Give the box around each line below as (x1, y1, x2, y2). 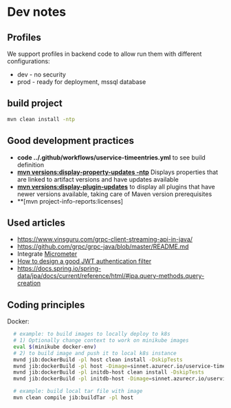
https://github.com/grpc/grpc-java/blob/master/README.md (16, 242, 189, 251)
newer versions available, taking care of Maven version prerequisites (16, 190, 212, 198)
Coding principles (7, 299, 85, 310)
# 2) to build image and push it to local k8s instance (13, 350, 177, 356)
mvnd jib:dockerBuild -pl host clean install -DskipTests (13, 356, 184, 363)
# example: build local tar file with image (13, 388, 143, 395)
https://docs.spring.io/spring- (16, 264, 102, 272)
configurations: (7, 57, 50, 65)
